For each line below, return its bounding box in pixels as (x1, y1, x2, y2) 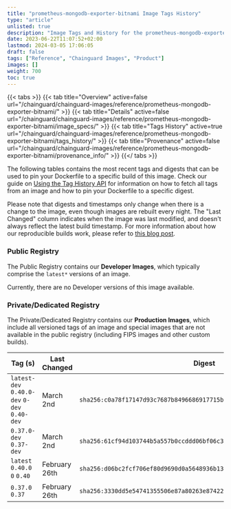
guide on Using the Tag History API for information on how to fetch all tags (7, 180, 218, 188)
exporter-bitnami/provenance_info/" (7, 152, 109, 160)
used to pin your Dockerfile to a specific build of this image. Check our (7, 172, 208, 180)
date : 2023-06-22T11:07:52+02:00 (7, 36, 103, 43)
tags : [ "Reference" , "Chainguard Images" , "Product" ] (7, 55, 165, 62)
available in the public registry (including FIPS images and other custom (7, 330, 210, 338)
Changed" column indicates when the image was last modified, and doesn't (7, 215, 221, 223)
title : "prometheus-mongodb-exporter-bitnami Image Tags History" (7, 10, 201, 17)
